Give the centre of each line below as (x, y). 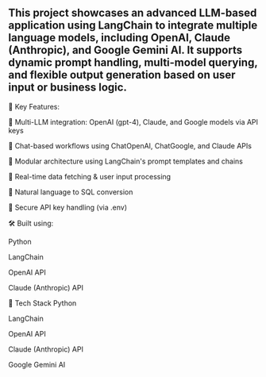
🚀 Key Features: (34, 106)
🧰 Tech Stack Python (42, 303)
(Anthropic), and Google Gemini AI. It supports (125, 50)
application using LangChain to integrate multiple (133, 26)
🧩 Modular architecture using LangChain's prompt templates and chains (126, 161)
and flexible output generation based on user (122, 75)
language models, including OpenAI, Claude (120, 38)
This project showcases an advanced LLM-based (133, 13)
